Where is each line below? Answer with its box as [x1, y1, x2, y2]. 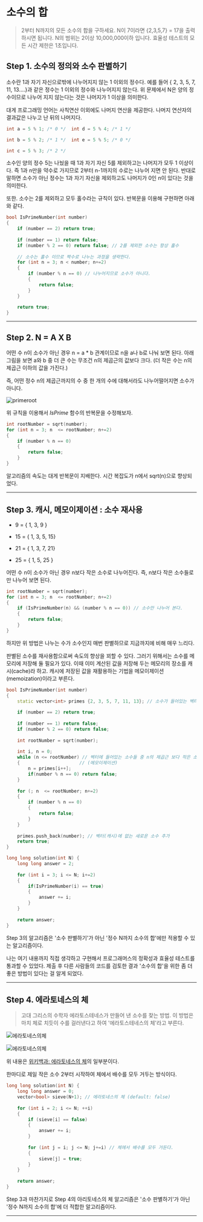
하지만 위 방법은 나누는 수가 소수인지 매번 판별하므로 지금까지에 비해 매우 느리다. [6, 639, 195, 646]
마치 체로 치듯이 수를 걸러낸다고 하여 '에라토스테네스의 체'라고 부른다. [21, 1019, 184, 1027]
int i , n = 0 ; [17, 748, 53, 755]
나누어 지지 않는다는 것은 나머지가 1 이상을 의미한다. [27, 93, 149, 100]
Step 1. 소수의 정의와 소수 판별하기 [6, 61, 127, 71]
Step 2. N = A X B [6, 332, 71, 342]
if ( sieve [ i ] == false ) [28, 1116, 88, 1122]
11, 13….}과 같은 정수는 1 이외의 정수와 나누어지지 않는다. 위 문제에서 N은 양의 [6, 86, 188, 93]
